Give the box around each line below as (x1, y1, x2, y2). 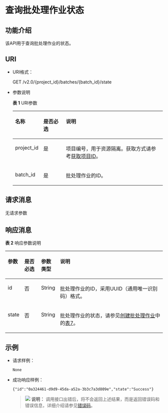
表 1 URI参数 (12, 99, 37, 105)
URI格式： (12, 68, 33, 75)
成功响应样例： (12, 377, 43, 383)
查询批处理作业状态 (5, 4, 84, 16)
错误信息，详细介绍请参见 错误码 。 (24, 402, 95, 408)
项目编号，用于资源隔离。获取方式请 (65, 145, 151, 152)
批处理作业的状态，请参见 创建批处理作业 (59, 312, 155, 319)
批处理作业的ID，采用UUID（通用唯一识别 (59, 285, 157, 292)
